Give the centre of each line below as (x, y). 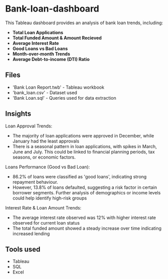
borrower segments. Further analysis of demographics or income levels (87, 192)
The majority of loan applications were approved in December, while (83, 135)
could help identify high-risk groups (50, 198)
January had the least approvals (46, 141)
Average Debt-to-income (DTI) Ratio (51, 59)
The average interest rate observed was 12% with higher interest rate (84, 218)
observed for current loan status (46, 223)
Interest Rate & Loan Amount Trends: (43, 207)
